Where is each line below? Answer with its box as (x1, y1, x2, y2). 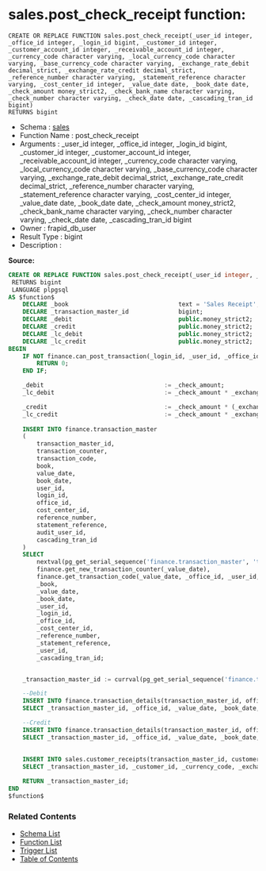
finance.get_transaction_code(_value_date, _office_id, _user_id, (36, 573, 260, 581)
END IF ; (22, 367, 47, 375)
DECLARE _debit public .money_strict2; (22, 315, 253, 323)
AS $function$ (8, 293, 55, 301)
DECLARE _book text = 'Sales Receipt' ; (22, 300, 260, 309)
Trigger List (19, 846, 58, 855)
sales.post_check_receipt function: (8, 6, 246, 24)
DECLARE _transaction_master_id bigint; (22, 308, 203, 316)
